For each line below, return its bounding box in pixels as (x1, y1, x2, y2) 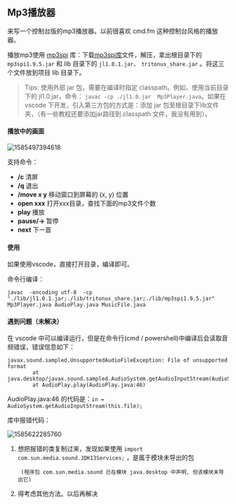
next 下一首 (17, 226, 51, 234)
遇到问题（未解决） (7, 316, 63, 326)
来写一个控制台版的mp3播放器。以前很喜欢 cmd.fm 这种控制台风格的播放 (7, 27, 218, 35)
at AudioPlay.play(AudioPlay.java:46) (32, 381, 146, 389)
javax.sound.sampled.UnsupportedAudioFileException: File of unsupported (7, 357, 228, 364)
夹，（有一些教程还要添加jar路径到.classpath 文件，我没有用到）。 (24, 109, 211, 118)
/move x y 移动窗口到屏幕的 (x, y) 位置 (17, 190, 129, 199)
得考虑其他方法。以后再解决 (17, 489, 98, 498)
